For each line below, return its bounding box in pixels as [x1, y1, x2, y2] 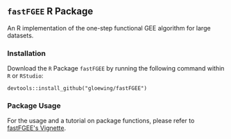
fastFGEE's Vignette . [7, 124, 67, 132]
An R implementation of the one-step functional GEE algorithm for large [7, 24, 211, 32]
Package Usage [7, 101, 61, 111]
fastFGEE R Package [7, 6, 94, 17]
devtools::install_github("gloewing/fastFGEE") [7, 85, 148, 92]
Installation [7, 48, 46, 58]
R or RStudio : [7, 72, 44, 80]
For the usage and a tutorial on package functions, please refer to [7, 117, 195, 125]
